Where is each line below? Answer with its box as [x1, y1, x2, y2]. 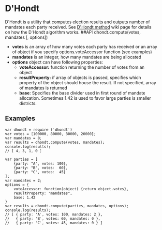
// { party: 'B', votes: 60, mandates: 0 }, [5, 216, 101, 221]
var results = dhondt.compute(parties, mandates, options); [5, 203, 129, 208]
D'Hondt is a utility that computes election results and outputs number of [5, 19, 150, 25]
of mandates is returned [19, 85, 68, 91]
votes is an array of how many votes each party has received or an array [12, 44, 158, 49]
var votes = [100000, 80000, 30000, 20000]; [5, 131, 96, 136]
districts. [19, 100, 37, 106]
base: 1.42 [14, 195, 36, 200]
